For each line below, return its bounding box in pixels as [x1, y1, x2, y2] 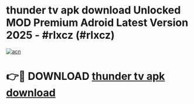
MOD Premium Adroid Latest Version [6, 16, 189, 29]
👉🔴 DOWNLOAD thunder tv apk [6, 70, 165, 83]
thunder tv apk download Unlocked [6, 4, 181, 17]
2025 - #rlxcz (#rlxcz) [6, 29, 115, 42]
